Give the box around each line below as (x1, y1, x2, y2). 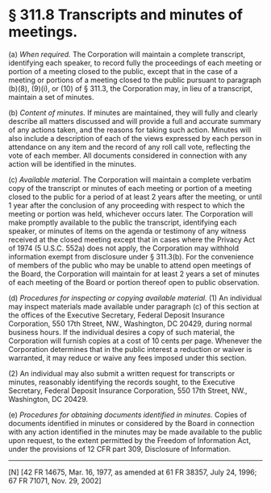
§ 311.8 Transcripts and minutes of (8, 6, 244, 24)
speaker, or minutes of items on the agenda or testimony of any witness (8, 226, 247, 235)
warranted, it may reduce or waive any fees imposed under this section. (8, 353, 248, 362)
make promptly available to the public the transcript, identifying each (8, 217, 237, 227)
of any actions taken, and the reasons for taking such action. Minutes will (8, 125, 252, 135)
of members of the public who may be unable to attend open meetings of (8, 260, 252, 270)
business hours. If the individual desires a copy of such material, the (8, 327, 236, 337)
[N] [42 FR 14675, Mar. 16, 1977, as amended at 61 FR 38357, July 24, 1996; (8, 467, 257, 477)
